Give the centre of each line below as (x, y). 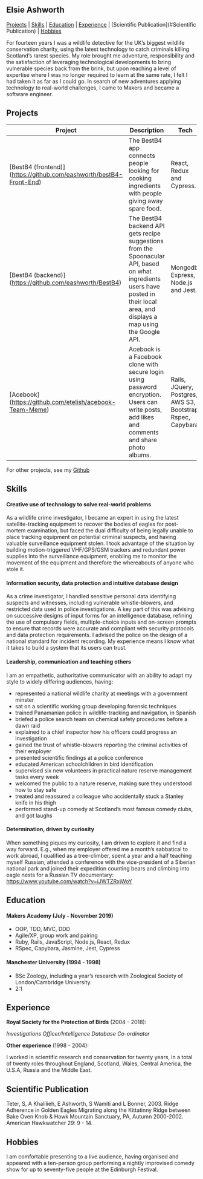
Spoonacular (147, 256)
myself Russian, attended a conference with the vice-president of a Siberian (101, 862)
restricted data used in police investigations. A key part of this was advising (100, 609)
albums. (140, 455)
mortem (16, 531)
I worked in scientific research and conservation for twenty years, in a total (99, 1057)
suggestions (147, 241)
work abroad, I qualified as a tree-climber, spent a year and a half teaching (99, 855)
